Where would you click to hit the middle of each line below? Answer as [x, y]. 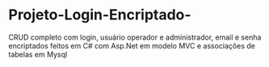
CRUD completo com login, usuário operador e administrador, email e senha [135, 37]
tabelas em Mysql [38, 54]
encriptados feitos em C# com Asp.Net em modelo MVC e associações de [132, 45]
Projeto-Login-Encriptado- [100, 15]
